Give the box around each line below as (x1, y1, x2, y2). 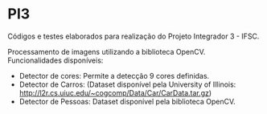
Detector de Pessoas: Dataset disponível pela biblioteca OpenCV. (18, 96, 236, 106)
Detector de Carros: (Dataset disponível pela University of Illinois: (18, 79, 236, 89)
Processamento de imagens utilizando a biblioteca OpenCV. (7, 47, 206, 56)
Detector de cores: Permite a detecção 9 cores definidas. (18, 71, 210, 80)
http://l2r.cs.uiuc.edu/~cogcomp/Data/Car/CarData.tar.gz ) (18, 88, 212, 97)
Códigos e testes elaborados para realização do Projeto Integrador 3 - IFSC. (7, 31, 260, 41)
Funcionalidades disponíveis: (7, 55, 104, 65)
